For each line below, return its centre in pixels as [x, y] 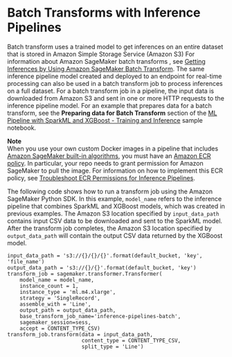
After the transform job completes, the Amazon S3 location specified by [110, 228]
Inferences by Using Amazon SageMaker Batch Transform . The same [106, 69]
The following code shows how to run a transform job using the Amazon [110, 191]
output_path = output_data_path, [68, 310]
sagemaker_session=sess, [55, 322]
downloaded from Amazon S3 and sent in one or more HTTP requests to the [116, 98]
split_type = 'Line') [113, 347]
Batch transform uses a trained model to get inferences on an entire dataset [115, 46]
